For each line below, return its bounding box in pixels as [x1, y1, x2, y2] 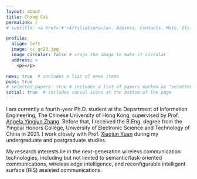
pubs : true [6, 78, 33, 85]
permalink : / [6, 19, 38, 25]
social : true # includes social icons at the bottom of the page [6, 89, 172, 95]
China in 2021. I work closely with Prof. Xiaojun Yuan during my [6, 130, 159, 137]
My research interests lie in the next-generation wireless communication [6, 148, 181, 155]
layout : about [6, 8, 41, 15]
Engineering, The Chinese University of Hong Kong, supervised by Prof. [6, 112, 179, 119]
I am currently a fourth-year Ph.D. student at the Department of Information [6, 106, 188, 112]
